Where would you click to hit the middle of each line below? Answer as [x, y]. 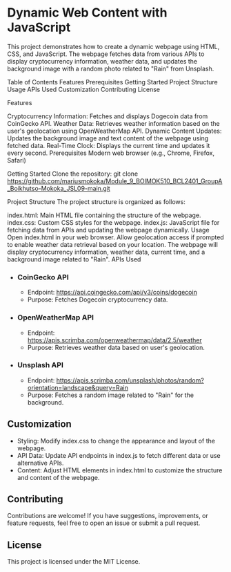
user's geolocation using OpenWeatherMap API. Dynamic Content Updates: [114, 131]
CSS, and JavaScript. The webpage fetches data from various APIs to [106, 54]
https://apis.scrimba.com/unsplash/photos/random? [130, 380]
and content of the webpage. [58, 477]
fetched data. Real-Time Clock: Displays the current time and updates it [109, 145]
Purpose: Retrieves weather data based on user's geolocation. [116, 347]
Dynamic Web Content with [87, 13]
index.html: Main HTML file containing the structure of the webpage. [104, 215]
